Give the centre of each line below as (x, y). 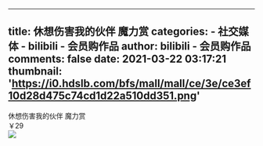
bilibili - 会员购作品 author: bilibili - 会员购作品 (140, 47)
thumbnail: (35, 71)
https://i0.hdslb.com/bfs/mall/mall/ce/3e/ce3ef (131, 84)
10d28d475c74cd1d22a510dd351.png (103, 96)
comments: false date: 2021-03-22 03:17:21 (117, 59)
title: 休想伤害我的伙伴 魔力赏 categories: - (112, 32)
